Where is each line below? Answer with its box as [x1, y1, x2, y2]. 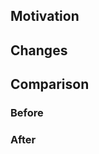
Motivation [10, 8, 80, 25]
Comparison [10, 76, 90, 93]
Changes [10, 42, 68, 59]
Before [10, 106, 44, 120]
